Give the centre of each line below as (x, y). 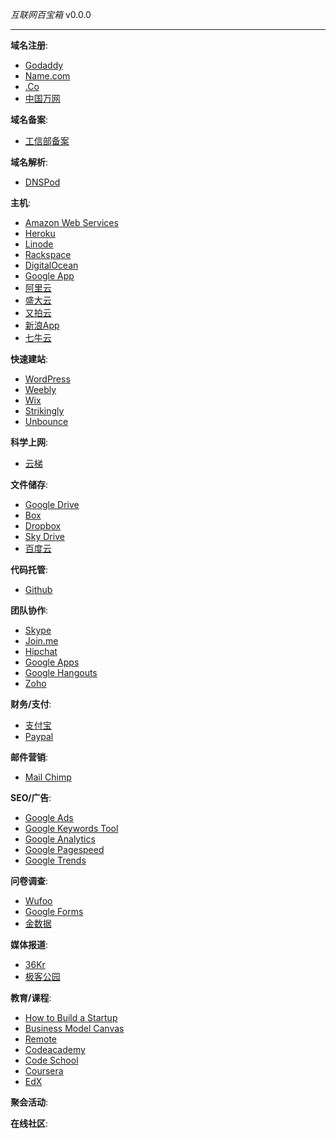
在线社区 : (29, 1123)
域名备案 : (29, 119)
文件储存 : (29, 484)
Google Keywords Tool (71, 828)
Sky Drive (44, 536)
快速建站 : (29, 359)
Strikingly (44, 411)
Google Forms (54, 911)
